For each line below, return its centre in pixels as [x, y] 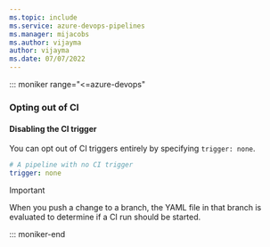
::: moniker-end [37, 234]
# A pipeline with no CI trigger [71, 165]
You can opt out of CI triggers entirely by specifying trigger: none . [132, 149]
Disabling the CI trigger [53, 128]
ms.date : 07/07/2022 [48, 59]
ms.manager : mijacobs [49, 34]
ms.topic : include [43, 17]
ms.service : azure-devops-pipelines [77, 26]
